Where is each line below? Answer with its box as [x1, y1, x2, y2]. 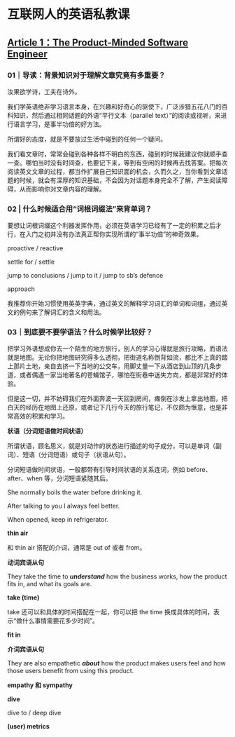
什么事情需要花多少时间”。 [22, 616, 99, 625]
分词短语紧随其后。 [56, 474, 112, 482]
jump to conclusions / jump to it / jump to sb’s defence [7, 271, 164, 280]
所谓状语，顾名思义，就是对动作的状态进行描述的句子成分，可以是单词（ [7, 442, 215, 450]
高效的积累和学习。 [13, 412, 69, 421]
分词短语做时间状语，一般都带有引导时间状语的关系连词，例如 [7, 466, 185, 474]
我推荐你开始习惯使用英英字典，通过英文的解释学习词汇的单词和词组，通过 [7, 299, 222, 308]
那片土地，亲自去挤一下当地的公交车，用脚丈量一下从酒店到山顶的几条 [13, 362, 215, 370]
